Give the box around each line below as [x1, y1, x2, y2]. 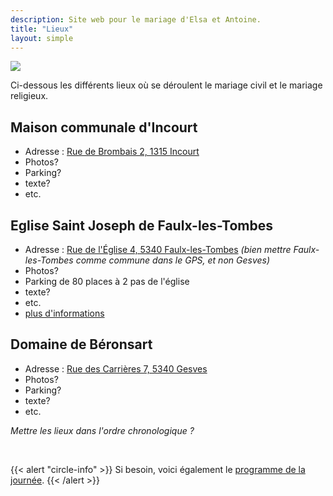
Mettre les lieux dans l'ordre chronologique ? [10, 424, 195, 436]
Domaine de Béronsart [10, 336, 153, 353]
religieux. [10, 90, 49, 102]
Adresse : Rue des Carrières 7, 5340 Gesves [24, 362, 208, 375]
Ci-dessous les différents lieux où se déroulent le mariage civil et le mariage [10, 79, 323, 91]
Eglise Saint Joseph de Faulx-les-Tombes [10, 217, 274, 234]
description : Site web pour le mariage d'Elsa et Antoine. [10, 14, 262, 25]
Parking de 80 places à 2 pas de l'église [24, 276, 190, 287]
